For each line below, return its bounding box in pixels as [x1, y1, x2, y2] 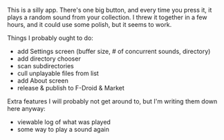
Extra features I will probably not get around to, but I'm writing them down [7, 97, 218, 106]
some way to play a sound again [17, 126, 109, 133]
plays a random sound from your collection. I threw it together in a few [7, 13, 207, 21]
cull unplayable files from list [17, 69, 99, 77]
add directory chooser [17, 54, 81, 63]
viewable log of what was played [17, 118, 111, 126]
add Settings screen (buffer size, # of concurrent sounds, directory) [17, 48, 211, 55]
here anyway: [7, 105, 46, 112]
